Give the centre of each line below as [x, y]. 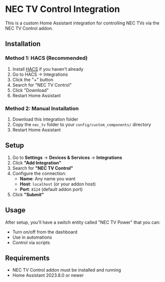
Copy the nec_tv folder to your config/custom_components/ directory [82, 124]
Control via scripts [31, 242]
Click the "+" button [33, 79]
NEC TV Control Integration [63, 9]
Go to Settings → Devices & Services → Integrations [67, 157]
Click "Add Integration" [37, 162]
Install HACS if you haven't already [48, 69]
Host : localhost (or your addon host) [58, 184]
